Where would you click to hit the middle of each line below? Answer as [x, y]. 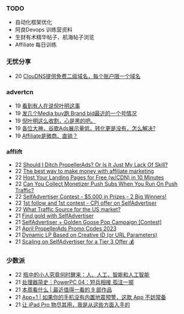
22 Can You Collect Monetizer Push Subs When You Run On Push [96, 184]
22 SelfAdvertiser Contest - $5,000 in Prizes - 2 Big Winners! [90, 197]
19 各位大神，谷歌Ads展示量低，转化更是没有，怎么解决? [85, 128]
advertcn [20, 92]
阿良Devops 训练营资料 [44, 30]
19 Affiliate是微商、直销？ [46, 136]
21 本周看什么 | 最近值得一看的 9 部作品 [63, 290]
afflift [14, 151]
